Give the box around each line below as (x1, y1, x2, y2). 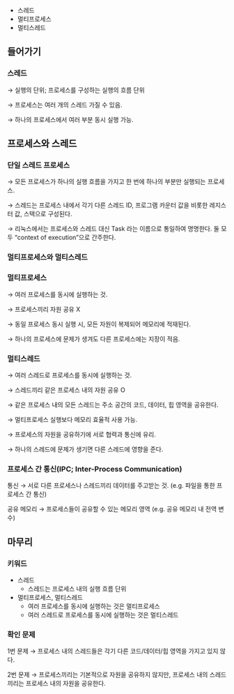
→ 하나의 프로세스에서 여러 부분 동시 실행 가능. (7, 115, 134, 123)
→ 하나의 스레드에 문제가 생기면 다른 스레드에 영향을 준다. (7, 445, 164, 453)
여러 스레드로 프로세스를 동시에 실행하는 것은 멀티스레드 (27, 610, 179, 619)
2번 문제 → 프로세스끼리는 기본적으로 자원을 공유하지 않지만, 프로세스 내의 (7, 670, 208, 679)
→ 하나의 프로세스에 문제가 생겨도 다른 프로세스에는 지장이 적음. (7, 334, 180, 343)
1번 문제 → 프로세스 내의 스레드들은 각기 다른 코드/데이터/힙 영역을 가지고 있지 (7, 647, 219, 656)
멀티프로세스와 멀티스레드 (7, 252, 88, 262)
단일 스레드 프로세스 (7, 160, 70, 169)
